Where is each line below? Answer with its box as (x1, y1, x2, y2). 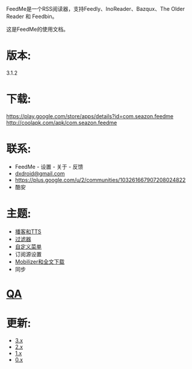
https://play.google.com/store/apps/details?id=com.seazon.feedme (6, 112, 173, 119)
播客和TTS (14, 228, 42, 235)
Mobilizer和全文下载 (14, 258, 65, 265)
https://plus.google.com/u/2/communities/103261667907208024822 (14, 176, 186, 183)
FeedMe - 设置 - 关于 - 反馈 (14, 163, 84, 170)
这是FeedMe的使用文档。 (6, 26, 69, 33)
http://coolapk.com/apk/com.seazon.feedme (6, 119, 117, 126)
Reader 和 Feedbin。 (6, 13, 58, 20)
